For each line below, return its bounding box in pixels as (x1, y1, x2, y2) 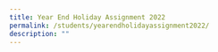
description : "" (9, 29, 70, 38)
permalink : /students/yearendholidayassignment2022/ (9, 21, 210, 30)
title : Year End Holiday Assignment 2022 (9, 12, 166, 22)
